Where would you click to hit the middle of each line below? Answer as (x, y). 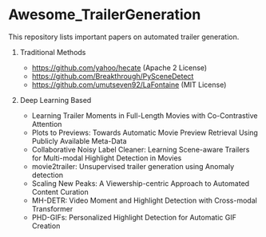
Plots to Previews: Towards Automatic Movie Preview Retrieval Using (145, 132)
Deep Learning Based (56, 100)
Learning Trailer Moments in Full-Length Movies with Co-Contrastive (145, 115)
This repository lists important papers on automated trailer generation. (124, 37)
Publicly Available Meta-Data (79, 140)
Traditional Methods (53, 52)
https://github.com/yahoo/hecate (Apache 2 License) (119, 67)
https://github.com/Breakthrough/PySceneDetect (113, 76)
